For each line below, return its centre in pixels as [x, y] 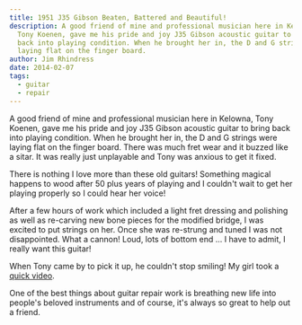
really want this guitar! [50, 249]
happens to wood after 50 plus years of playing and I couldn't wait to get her [151, 183]
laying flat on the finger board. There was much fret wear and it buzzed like [149, 147]
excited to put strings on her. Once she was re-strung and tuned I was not [146, 229]
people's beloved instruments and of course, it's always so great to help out [150, 303]
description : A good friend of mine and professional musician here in [146, 26]
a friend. [25, 312]
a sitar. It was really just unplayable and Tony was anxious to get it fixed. [143, 156]
